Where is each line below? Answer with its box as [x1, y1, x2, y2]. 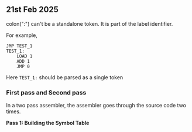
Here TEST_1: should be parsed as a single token [6, 73, 124, 81]
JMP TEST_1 [6, 43, 33, 49]
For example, [6, 32, 38, 39]
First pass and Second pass [6, 88, 87, 96]
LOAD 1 [16, 53, 33, 59]
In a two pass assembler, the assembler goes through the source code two [6, 102, 186, 109]
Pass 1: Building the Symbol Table [6, 120, 90, 127]
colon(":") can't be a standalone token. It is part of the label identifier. [6, 20, 173, 27]
